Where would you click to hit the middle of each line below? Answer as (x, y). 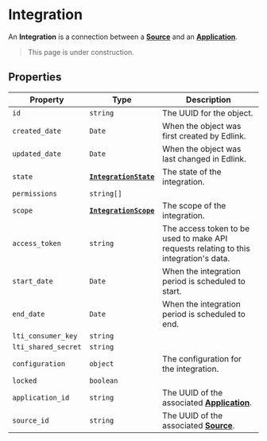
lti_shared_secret (47, 347)
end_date (29, 314)
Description (209, 100)
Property (47, 100)
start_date (33, 281)
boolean (104, 381)
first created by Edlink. (204, 135)
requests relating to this (206, 248)
